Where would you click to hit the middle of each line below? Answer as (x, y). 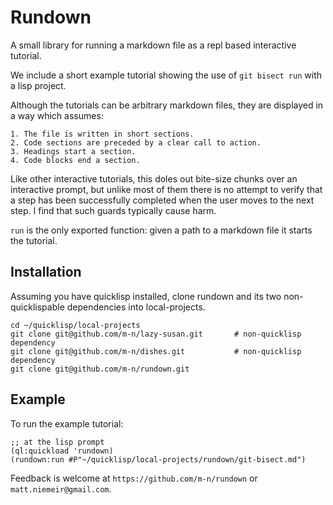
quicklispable (37, 307)
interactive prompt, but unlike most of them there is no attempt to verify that (166, 189)
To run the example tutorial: (67, 423)
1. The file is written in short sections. (102, 134)
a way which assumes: (57, 115)
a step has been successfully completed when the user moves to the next (162, 200)
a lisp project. (38, 85)
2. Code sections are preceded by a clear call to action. (136, 142)
